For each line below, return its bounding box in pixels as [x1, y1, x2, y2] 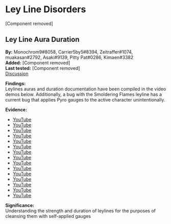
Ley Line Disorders [5, 4, 86, 15]
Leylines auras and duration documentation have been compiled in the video [5, 86, 166, 92]
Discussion [5, 70, 29, 77]
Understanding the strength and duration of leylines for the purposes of [5, 208, 156, 214]
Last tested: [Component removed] [5, 65, 80, 71]
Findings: [5, 80, 26, 86]
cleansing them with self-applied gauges [5, 213, 91, 219]
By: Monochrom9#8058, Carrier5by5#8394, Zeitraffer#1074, [5, 48, 133, 55]
